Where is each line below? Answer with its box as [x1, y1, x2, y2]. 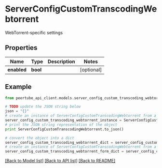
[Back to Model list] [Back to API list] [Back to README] [5, 158, 116, 164]
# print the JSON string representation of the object [5, 122, 118, 127]
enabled [7, 66, 27, 73]
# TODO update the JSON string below [5, 104, 81, 109]
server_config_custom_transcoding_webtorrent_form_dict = [5, 149, 124, 154]
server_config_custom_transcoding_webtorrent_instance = [5, 118, 122, 123]
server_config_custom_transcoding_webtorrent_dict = [5, 140, 113, 145]
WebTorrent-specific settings [5, 30, 63, 35]
